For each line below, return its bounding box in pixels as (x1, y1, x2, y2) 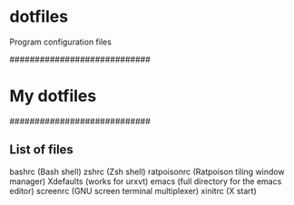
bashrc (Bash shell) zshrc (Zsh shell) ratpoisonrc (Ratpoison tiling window (9, 166, 285, 177)
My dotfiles (9, 86, 97, 106)
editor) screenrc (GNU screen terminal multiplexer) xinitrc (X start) (9, 185, 257, 196)
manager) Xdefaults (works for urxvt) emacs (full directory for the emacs (9, 175, 282, 187)
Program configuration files (9, 36, 112, 47)
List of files (9, 142, 74, 158)
